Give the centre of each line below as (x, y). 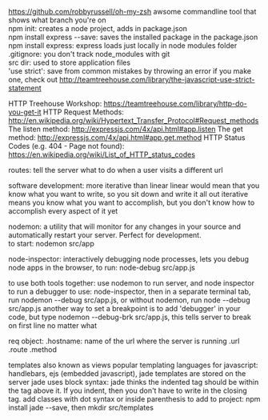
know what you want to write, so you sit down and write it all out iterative (128, 194)
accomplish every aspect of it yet (63, 211)
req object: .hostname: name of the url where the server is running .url (124, 341)
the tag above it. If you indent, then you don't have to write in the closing (128, 390)
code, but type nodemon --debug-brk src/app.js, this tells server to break (130, 317)
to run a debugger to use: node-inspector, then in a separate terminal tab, (130, 292)
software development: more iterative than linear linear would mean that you (134, 186)
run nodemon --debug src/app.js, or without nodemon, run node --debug (129, 300)
